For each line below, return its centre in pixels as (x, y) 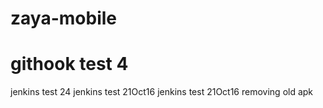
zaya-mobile (63, 18)
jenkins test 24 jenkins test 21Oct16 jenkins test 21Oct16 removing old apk (162, 92)
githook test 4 (69, 64)
